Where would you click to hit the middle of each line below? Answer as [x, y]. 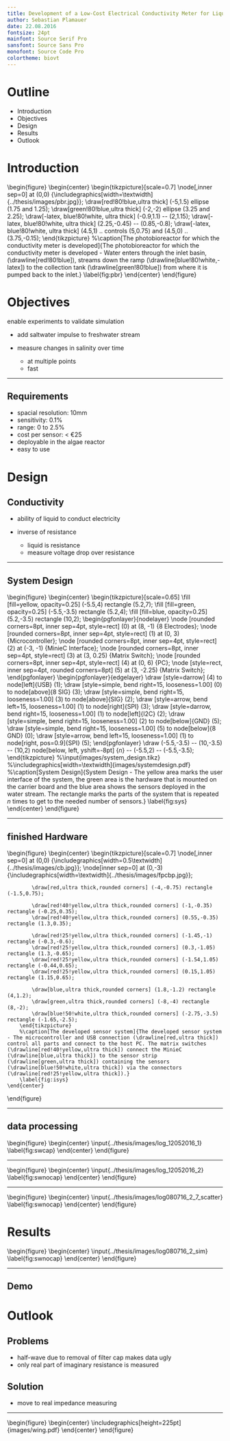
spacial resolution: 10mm [52, 413]
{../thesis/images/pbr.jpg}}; [46, 201]
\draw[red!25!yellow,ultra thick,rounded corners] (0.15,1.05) [124, 972]
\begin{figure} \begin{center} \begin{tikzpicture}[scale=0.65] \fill [99, 597]
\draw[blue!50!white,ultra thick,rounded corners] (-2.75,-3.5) [125, 1014]
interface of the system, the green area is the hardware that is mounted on [112, 780]
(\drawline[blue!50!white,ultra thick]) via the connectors [95, 1068]
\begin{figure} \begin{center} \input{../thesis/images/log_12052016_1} [104, 1143]
